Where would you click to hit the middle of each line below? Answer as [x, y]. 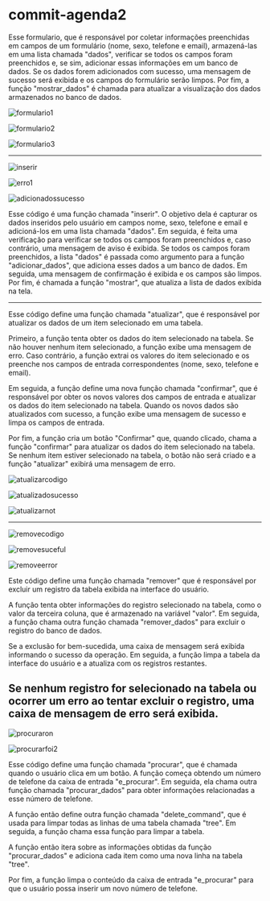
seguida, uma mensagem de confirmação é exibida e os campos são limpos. [135, 274]
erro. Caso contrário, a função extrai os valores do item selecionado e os [129, 355]
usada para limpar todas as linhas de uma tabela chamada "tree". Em [123, 823]
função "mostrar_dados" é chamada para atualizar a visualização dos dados [135, 88]
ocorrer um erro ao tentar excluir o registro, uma [131, 702]
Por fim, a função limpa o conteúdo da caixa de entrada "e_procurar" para [131, 879]
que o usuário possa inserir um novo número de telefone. [103, 888]
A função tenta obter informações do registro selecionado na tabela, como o [135, 604]
